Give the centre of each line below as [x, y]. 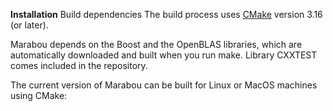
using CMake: [39, 95]
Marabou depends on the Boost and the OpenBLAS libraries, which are [156, 44]
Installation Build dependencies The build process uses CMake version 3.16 [166, 14]
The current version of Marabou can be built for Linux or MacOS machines [164, 85]
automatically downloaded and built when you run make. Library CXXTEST [164, 55]
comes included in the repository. [79, 65]
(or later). [29, 25]
